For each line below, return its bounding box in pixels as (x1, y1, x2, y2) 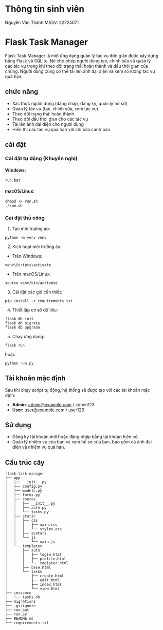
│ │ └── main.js (5, 539, 55, 544)
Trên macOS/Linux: (12, 271, 51, 277)
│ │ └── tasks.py (5, 510, 49, 515)
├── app (5, 476, 21, 480)
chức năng (5, 88, 38, 96)
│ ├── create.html (5, 573, 64, 578)
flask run (5, 343, 25, 348)
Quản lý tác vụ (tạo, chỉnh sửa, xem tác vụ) (12, 106, 99, 112)
